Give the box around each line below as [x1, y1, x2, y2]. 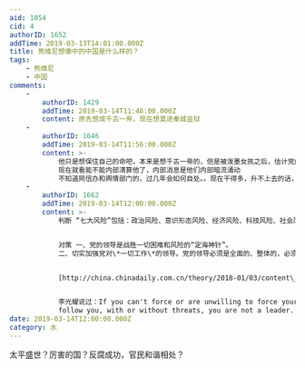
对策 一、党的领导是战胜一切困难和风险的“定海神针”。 [57, 240, 233, 250]
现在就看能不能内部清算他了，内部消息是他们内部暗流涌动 [57, 165, 241, 174]
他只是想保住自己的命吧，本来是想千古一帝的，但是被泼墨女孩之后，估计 [57, 156, 289, 166]
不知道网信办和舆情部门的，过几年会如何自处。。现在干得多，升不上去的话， [57, 174, 299, 183]
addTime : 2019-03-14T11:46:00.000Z [42, 106, 177, 115]
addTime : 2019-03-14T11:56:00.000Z [42, 140, 177, 149]
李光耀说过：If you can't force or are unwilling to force [57, 297, 279, 307]
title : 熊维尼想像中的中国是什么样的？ [9, 47, 140, 56]
